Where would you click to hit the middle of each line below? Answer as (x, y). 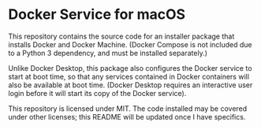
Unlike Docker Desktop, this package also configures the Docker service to (130, 68)
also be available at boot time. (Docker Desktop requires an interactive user (130, 85)
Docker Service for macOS (97, 15)
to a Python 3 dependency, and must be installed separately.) (108, 53)
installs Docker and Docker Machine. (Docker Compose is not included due (130, 44)
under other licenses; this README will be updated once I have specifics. (127, 116)
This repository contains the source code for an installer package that (121, 36)
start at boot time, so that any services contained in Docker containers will (129, 76)
